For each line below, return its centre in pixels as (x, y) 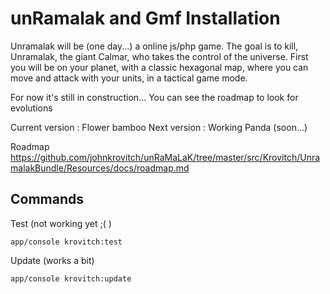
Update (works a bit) (52, 260)
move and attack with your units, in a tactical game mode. (129, 78)
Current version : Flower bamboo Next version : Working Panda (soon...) (159, 127)
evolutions (31, 108)
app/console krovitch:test (66, 242)
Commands (47, 199)
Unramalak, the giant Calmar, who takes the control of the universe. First (159, 56)
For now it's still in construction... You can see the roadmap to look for (154, 97)
